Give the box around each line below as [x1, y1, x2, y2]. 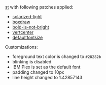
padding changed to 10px [12, 69, 64, 75]
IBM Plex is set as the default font [12, 64, 80, 70]
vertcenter [12, 29, 34, 35]
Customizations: [5, 44, 38, 50]
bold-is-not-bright [12, 24, 49, 30]
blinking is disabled [12, 59, 52, 64]
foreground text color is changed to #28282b [12, 54, 101, 59]
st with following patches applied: [5, 4, 73, 10]
